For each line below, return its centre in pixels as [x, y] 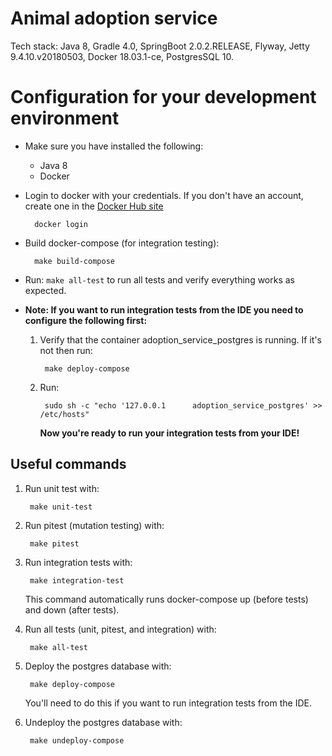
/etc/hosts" [64, 414]
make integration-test [77, 580]
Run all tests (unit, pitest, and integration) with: [120, 629]
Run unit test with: [62, 488]
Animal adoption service [114, 18]
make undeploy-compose [77, 740]
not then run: [66, 350]
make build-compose [74, 261]
